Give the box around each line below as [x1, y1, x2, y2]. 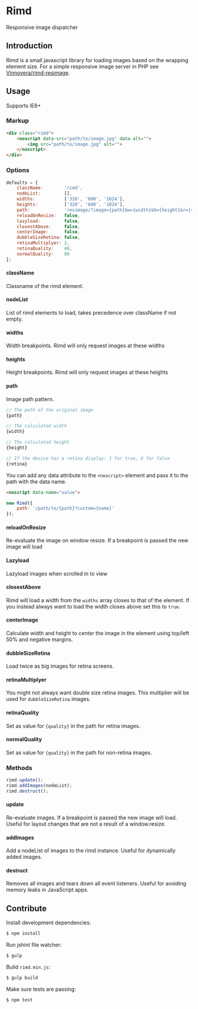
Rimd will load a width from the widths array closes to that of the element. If [6, 596, 190, 604]
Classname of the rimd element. [6, 282, 84, 289]
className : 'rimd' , [16, 185, 83, 191]
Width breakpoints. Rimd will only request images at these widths [6, 342, 165, 350]
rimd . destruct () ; [6, 788, 49, 794]
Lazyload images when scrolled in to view [6, 570, 108, 577]
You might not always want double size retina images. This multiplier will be [6, 689, 190, 696]
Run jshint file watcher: [6, 942, 62, 949]
